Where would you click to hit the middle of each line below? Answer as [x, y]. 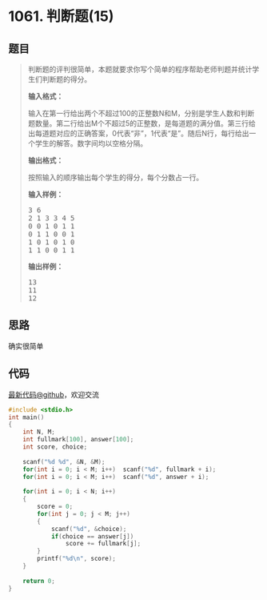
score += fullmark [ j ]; [103, 544]
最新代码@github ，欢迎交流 [54, 394]
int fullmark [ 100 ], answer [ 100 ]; [78, 440]
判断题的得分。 [67, 79]
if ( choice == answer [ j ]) [92, 536]
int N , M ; [39, 432]
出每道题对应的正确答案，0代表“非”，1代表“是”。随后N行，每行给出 [138, 133]
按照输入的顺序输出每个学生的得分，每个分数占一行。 [116, 177]
